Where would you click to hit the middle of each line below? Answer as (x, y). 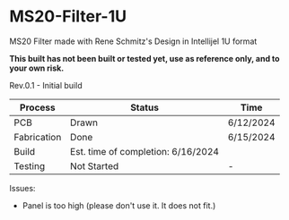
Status (144, 107)
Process (37, 107)
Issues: (22, 188)
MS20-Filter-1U (68, 17)
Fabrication (38, 137)
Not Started (95, 165)
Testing (30, 165)
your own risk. (37, 68)
